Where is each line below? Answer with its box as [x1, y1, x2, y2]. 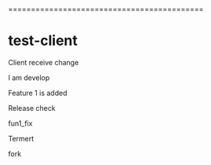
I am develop [8, 72, 50, 82]
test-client [8, 32, 78, 49]
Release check [8, 103, 56, 112]
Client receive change [8, 57, 79, 67]
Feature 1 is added [8, 88, 67, 97]
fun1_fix [8, 119, 33, 128]
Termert [8, 134, 35, 143]
